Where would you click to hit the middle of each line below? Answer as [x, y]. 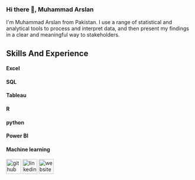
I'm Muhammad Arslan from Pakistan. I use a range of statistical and [89, 22]
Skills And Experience [47, 53]
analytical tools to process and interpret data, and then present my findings [97, 28]
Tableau [16, 95]
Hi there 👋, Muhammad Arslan [50, 9]
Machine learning [28, 149]
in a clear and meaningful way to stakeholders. [63, 35]
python [15, 122]
